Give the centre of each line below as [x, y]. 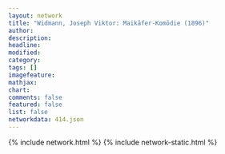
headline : [25, 45]
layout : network [35, 16]
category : [25, 61]
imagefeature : [32, 75]
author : [21, 30]
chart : [19, 90]
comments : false [35, 97]
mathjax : [23, 82]
